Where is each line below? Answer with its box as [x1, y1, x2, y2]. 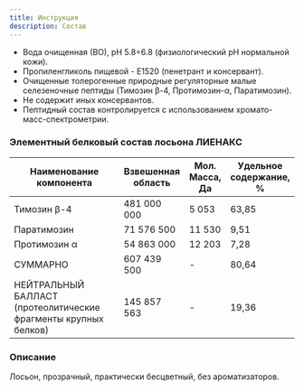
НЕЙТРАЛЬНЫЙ [14, 278, 85, 291]
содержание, [230, 171, 290, 183]
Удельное [237, 159, 283, 172]
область [132, 176, 171, 189]
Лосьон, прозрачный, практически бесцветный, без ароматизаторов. [9, 371, 280, 382]
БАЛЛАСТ [14, 290, 59, 303]
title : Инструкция [9, 13, 79, 23]
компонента [35, 176, 93, 189]
